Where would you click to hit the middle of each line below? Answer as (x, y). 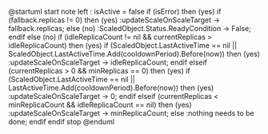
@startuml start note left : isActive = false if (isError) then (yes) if (115, 12)
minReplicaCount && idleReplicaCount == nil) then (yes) (100, 104)
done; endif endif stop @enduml (61, 122)
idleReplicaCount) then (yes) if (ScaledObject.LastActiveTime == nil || (123, 45)
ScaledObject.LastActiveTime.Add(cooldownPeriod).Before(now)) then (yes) (134, 54)
